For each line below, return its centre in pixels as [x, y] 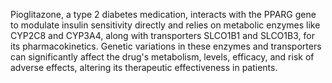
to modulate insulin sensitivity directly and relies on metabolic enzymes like [165, 25]
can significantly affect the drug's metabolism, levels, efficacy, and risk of [162, 57]
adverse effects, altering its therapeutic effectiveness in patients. [144, 67]
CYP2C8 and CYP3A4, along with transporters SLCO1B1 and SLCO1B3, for [162, 35]
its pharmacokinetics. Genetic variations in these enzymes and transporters [166, 46]
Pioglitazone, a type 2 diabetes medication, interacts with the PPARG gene [163, 14]
